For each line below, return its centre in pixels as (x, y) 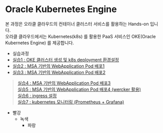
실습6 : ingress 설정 (37, 95)
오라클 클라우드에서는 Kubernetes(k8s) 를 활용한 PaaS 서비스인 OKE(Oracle (80, 36)
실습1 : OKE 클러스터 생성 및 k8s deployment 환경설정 (66, 59)
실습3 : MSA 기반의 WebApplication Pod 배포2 (59, 72)
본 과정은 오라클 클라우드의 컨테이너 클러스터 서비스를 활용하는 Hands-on (77, 24)
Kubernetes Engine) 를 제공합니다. (40, 43)
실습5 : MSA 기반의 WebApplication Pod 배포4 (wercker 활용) (79, 89)
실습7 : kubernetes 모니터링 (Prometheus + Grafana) (71, 102)
